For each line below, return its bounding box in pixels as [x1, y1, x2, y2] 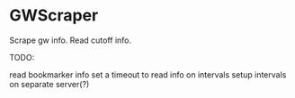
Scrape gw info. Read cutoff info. [9, 35, 132, 45]
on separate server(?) [9, 78, 90, 89]
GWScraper [9, 5, 99, 26]
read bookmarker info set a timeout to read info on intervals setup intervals [9, 69, 287, 80]
